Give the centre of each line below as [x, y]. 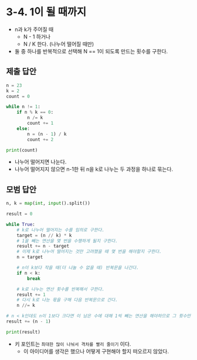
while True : [21, 224]
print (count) [22, 150]
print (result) [23, 332]
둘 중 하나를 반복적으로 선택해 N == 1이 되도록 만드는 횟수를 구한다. [91, 51]
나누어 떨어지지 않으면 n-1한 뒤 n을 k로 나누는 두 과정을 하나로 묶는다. [94, 169]
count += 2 [40, 139]
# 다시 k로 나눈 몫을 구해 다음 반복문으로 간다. [67, 300]
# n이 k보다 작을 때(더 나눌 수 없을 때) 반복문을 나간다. [78, 268]
